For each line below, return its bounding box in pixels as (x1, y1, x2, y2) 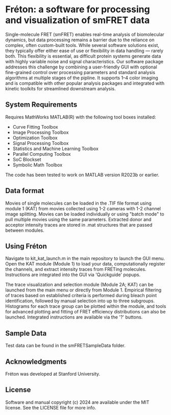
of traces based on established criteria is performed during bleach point (5, 292, 157, 299)
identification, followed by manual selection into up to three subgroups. (5, 298, 155, 304)
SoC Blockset (12, 156, 42, 162)
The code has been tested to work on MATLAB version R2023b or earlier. (5, 172, 160, 178)
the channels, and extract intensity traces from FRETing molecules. (5, 266, 146, 273)
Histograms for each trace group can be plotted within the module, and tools (5, 303, 166, 309)
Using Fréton (5, 241, 47, 251)
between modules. (5, 227, 44, 233)
